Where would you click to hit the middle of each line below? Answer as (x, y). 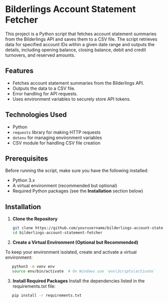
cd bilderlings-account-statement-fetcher (57, 233)
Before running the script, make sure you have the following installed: (77, 171)
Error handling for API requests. (45, 93)
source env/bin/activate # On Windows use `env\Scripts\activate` (84, 271)
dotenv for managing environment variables (57, 137)
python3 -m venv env (33, 266)
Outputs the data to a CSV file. (44, 88)
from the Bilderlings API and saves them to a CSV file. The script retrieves (81, 39)
